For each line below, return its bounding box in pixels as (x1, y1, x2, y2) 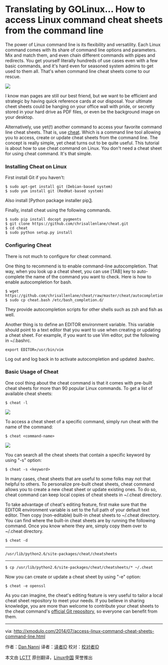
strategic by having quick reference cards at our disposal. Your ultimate (5, 98, 152, 104)
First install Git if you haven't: (5, 174, 65, 180)
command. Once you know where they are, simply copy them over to (5, 523, 147, 529)
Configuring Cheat (5, 242, 51, 249)
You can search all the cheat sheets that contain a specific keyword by (5, 451, 151, 458)
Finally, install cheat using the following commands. (5, 207, 111, 213)
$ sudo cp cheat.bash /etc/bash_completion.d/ (5, 298, 104, 303)
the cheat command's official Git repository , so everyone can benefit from (5, 608, 157, 614)
